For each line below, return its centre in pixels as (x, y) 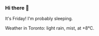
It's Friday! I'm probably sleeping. (39, 19)
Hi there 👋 (17, 8)
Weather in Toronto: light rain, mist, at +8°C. (50, 28)
